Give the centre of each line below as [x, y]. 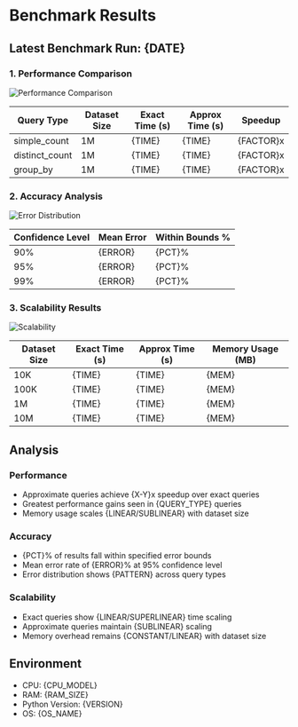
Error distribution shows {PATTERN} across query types [124, 574]
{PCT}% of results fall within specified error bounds [117, 556]
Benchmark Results [83, 16]
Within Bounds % [192, 238]
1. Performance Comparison [71, 74]
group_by [33, 170]
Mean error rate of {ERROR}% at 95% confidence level [122, 565]
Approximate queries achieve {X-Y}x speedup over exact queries [141, 494]
